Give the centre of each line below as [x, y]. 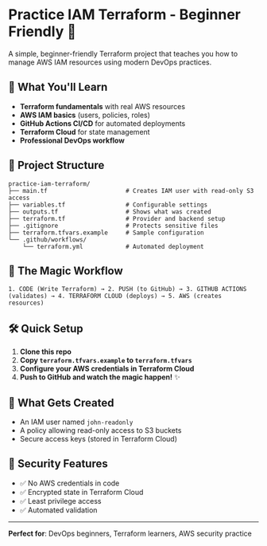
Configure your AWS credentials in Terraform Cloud [107, 369]
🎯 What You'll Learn [58, 87]
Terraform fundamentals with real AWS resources [102, 106]
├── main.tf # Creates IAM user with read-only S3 [131, 191]
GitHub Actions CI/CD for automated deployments [103, 123]
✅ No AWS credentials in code [70, 483]
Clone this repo [45, 352]
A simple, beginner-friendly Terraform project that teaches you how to [123, 53]
